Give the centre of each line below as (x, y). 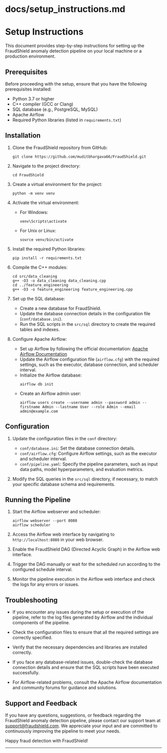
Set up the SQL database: (39, 298)
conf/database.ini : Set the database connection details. (78, 448)
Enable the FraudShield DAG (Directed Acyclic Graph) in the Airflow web (86, 549)
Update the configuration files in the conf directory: (65, 438)
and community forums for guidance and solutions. (65, 688)
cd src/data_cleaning (35, 276)
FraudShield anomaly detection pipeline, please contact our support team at (83, 720)
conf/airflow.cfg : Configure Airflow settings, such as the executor (88, 453)
